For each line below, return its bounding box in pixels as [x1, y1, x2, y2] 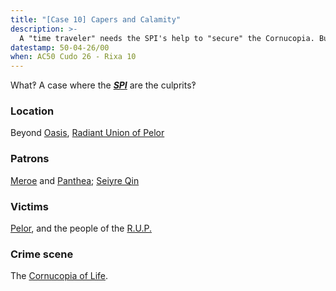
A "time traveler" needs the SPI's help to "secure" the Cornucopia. [19, 33, 315, 43]
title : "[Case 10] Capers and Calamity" [10, 14, 182, 25]
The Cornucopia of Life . [10, 270, 109, 282]
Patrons [10, 152, 50, 166]
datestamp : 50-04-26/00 [10, 42, 110, 53]
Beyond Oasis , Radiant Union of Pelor [10, 127, 165, 139]
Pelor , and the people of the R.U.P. [10, 222, 152, 235]
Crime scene [10, 247, 74, 261]
